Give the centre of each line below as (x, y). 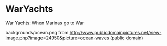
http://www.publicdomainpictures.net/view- (116, 32)
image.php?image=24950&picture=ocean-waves (57, 38)
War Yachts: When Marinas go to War (45, 23)
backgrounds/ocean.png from (37, 32)
